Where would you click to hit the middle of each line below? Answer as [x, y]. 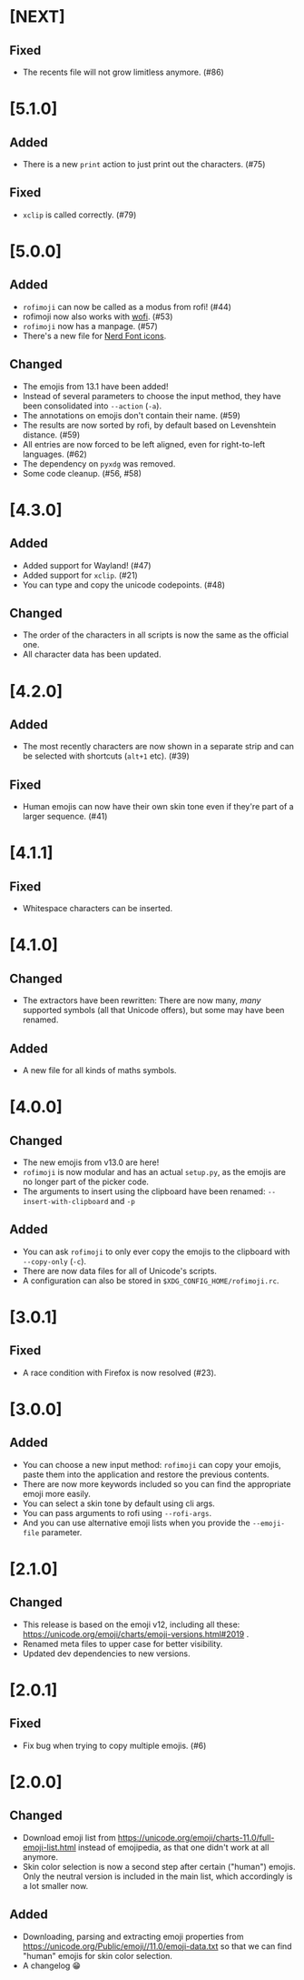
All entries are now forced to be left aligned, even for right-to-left [144, 444]
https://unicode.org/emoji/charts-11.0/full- [196, 1837]
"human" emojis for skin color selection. [97, 1955]
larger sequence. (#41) [65, 817]
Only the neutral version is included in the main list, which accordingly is [157, 1876]
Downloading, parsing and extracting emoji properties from [133, 1936]
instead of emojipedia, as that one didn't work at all [174, 1847]
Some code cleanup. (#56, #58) [82, 473]
